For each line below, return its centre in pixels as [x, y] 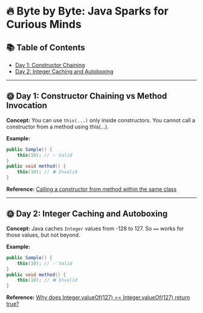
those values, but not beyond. [43, 235]
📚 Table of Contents [46, 48]
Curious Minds [44, 25]
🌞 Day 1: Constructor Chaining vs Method [87, 96]
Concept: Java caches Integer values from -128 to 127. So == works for [95, 228]
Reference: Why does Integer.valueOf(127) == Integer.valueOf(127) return [98, 297]
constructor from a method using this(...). [57, 127]
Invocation [27, 106]
